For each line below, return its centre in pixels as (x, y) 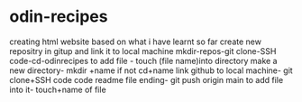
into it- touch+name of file (58, 89)
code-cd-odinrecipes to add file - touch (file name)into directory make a (143, 60)
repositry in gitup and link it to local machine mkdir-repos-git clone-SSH (143, 51)
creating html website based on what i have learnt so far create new (135, 42)
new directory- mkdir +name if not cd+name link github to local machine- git (151, 70)
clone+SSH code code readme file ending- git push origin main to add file (146, 79)
